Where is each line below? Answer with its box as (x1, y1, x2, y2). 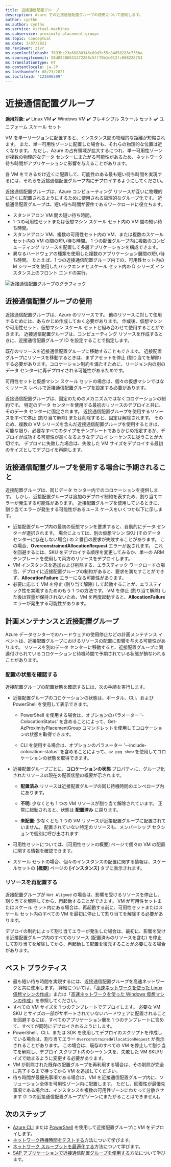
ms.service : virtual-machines (5, 27, 70, 32)
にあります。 (20, 789, 47, 795)
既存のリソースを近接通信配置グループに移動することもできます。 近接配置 (5, 348, 162, 354)
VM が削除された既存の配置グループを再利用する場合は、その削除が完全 (12, 1061, 164, 1068)
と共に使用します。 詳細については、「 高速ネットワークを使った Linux (17, 984, 163, 991)
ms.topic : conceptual (5, 36, 52, 41)
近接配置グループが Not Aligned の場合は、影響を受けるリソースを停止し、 (5, 892, 162, 898)
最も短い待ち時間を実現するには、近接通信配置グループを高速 (12, 978, 142, 984)
